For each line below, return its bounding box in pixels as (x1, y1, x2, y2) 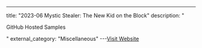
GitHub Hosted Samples (6, 23, 66, 31)
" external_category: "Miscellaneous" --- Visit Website (6, 35, 139, 42)
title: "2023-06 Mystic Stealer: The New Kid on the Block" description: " (6, 12, 185, 19)
